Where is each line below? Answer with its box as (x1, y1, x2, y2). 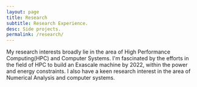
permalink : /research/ (6, 32, 64, 38)
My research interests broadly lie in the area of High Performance (6, 48, 171, 55)
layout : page (6, 9, 40, 15)
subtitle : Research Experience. (6, 20, 88, 26)
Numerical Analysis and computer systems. (6, 74, 116, 82)
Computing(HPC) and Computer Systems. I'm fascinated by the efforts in (6, 55, 189, 62)
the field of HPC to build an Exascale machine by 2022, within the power (6, 61, 188, 69)
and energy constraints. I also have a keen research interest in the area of (6, 68, 191, 75)
